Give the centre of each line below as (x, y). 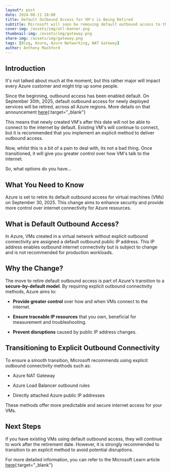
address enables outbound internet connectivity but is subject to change (81, 247)
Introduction (25, 68)
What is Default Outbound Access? (62, 224)
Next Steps (23, 426)
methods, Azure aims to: (31, 291)
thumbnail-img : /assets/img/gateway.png (49, 34)
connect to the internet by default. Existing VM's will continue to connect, (82, 127)
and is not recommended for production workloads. (59, 253)
